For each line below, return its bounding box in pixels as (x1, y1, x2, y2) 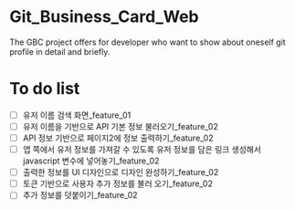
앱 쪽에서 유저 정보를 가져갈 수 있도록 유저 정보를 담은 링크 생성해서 (22, 144, 262, 155)
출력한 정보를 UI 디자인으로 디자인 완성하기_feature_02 (22, 167, 219, 178)
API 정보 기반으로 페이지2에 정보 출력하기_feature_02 (22, 132, 214, 143)
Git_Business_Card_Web (9, 6, 199, 27)
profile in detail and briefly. (9, 46, 111, 57)
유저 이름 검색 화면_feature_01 (22, 110, 132, 120)
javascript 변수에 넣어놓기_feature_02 (22, 155, 160, 166)
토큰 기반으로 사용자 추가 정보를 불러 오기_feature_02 (22, 178, 213, 189)
